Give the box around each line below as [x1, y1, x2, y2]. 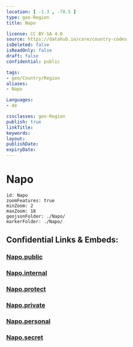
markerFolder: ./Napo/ [6, 218, 63, 225]
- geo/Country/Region [6, 75, 61, 81]
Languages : [6, 97, 34, 103]
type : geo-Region [6, 14, 50, 20]
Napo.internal [6, 269, 47, 277]
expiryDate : [6, 147, 36, 153]
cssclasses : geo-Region [6, 113, 66, 119]
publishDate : [6, 141, 39, 147]
